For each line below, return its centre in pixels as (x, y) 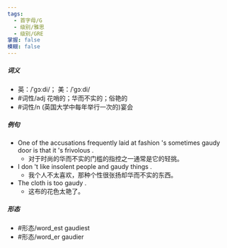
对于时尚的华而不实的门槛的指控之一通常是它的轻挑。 (106, 158)
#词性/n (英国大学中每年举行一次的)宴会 (75, 107)
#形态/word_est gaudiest (54, 228)
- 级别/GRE (29, 34)
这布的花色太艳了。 (56, 191)
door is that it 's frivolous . (56, 150)
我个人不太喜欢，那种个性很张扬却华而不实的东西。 (103, 175)
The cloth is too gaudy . (52, 183)
